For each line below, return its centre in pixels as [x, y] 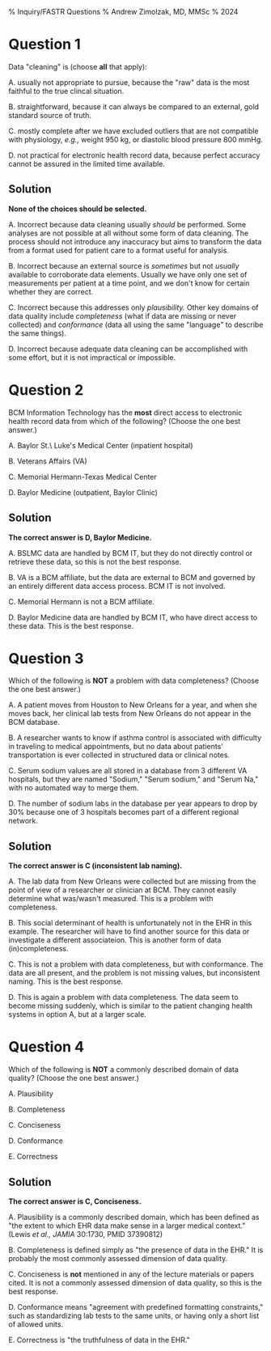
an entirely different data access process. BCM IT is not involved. [117, 586]
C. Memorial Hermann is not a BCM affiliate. [82, 601]
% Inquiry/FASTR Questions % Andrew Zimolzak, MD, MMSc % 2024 [123, 12]
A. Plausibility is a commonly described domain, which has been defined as [134, 1217]
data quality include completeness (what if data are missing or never [123, 316]
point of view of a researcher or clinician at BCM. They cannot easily [123, 890]
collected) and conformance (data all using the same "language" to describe [136, 324]
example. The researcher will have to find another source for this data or [129, 932]
